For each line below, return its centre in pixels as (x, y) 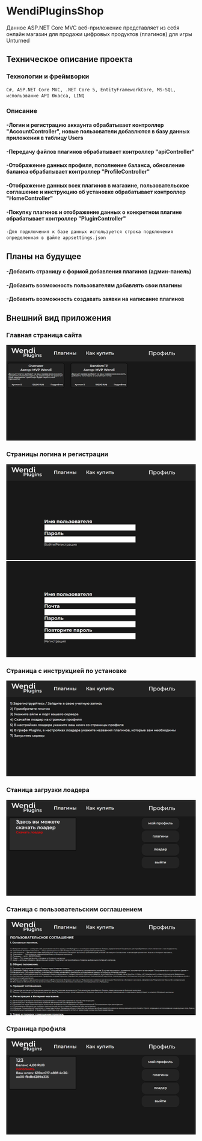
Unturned (18, 40)
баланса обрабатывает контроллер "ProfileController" (78, 172)
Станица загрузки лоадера (48, 790)
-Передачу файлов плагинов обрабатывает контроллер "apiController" (101, 151)
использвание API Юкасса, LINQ (45, 96)
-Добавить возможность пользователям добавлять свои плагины (94, 285)
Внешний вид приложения (59, 318)
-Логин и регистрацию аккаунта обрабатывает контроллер (85, 125)
